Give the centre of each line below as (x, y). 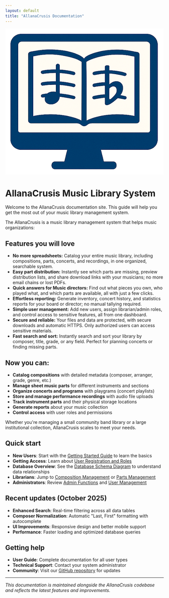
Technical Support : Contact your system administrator (69, 565)
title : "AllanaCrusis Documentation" (45, 16)
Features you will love (40, 243)
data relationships (31, 471)
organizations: (20, 228)
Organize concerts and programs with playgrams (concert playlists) (83, 391)
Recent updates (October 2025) (56, 498)
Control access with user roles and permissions (62, 413)
